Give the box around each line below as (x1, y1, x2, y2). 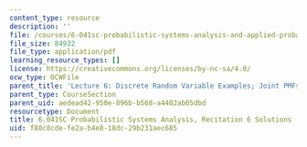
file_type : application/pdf (9, 47, 117, 57)
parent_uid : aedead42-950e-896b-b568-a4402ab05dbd (9, 98, 206, 108)
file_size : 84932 (9, 38, 76, 48)
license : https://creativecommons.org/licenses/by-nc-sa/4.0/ (9, 65, 251, 74)
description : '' (9, 22, 71, 31)
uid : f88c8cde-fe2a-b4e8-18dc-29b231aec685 (9, 124, 178, 133)
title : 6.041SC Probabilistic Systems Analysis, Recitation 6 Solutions (9, 115, 292, 124)
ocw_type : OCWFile (9, 73, 79, 82)
